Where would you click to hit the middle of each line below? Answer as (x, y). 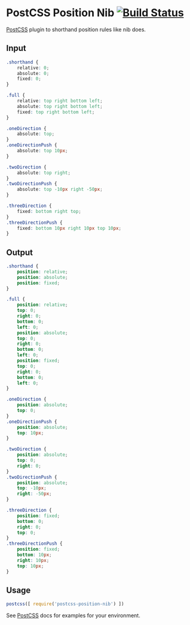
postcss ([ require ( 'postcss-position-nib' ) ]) (65, 604)
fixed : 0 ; (29, 79)
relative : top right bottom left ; (60, 101)
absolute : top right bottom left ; (60, 106)
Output (19, 252)
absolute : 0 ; (33, 73)
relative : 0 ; (33, 68)
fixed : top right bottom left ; (56, 112)
